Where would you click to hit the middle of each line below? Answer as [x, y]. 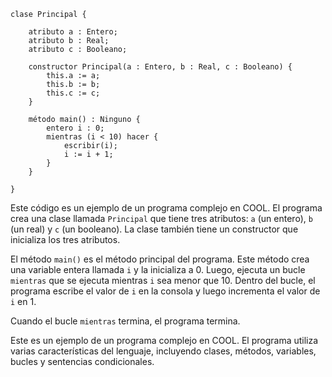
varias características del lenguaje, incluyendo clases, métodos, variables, [163, 351]
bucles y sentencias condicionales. [82, 361]
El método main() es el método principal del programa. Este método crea [160, 259]
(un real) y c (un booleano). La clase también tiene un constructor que [154, 229]
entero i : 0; [75, 128]
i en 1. [23, 301]
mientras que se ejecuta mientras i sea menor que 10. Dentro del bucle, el [163, 280]
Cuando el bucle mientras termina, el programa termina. [125, 321]
